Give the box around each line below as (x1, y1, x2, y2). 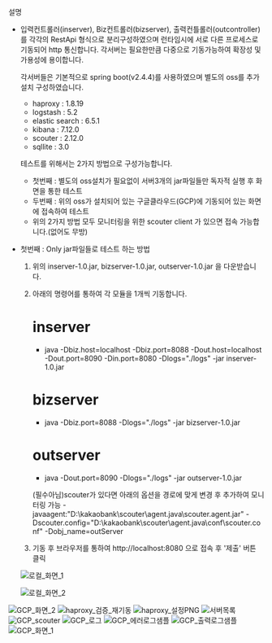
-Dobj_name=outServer (44, 526, 123, 536)
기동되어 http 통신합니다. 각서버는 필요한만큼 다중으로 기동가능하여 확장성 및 (19, 45, 261, 55)
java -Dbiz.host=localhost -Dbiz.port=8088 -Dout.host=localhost (44, 344, 262, 354)
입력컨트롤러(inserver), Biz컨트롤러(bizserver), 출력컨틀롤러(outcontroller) (19, 24, 261, 34)
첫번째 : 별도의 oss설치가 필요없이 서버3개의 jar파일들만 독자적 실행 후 (32, 176, 254, 186)
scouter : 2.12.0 (32, 133, 84, 142)
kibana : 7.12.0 (32, 125, 80, 134)
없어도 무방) (50, 227, 88, 236)
